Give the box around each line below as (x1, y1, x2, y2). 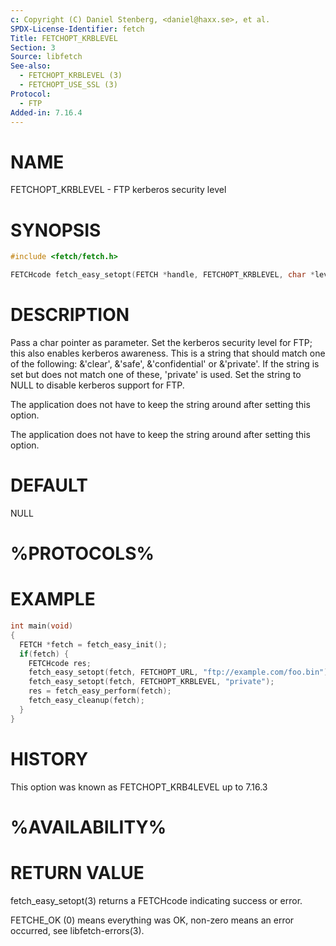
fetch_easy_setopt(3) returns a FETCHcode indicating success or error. (10, 894, 303, 906)
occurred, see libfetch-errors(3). (10, 924, 145, 936)
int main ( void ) (10, 621, 74, 631)
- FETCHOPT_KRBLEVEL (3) (19, 71, 123, 81)
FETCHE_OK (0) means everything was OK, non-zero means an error (10, 914, 295, 926)
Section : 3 (10, 42, 56, 53)
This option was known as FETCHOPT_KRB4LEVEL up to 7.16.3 (10, 781, 268, 793)
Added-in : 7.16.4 (10, 107, 83, 118)
